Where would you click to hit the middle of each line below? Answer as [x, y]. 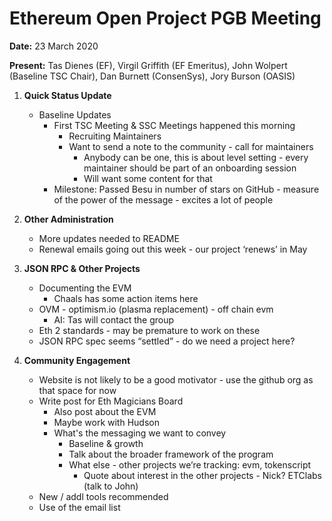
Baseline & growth [106, 443]
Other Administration [68, 219]
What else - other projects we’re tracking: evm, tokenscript [190, 464]
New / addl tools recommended [103, 496]
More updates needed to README [109, 238]
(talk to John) [111, 486]
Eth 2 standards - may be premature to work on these [149, 330]
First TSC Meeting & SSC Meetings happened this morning [174, 125]
